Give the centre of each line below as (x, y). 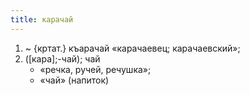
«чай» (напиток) (74, 80)
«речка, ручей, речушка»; (95, 69)
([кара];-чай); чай (62, 58)
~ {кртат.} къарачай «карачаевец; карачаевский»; (132, 48)
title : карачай (42, 19)
